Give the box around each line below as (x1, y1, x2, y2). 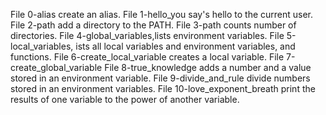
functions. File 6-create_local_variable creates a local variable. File (10, 51, 285, 63)
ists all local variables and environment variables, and (75, 40, 296, 52)
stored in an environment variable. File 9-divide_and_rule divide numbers (10, 72, 311, 84)
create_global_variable (10, 62, 103, 73)
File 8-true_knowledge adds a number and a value (104, 62, 312, 73)
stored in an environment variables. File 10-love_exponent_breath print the (10, 83, 316, 94)
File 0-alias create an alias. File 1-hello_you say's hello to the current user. (10, 9, 314, 20)
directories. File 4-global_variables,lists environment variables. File (10, 30, 285, 41)
